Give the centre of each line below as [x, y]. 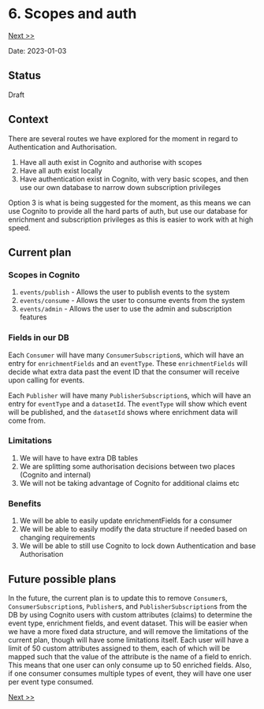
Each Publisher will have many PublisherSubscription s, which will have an [130, 395]
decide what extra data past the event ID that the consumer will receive [124, 371]
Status [25, 76]
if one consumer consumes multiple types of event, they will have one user [130, 673]
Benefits [25, 503]
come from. [27, 420]
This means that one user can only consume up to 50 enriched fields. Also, [130, 665]
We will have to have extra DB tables [79, 457]
